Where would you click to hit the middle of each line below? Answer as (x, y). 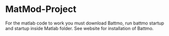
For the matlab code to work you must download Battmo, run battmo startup (85, 23)
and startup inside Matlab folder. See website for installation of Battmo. (79, 28)
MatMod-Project (41, 9)
